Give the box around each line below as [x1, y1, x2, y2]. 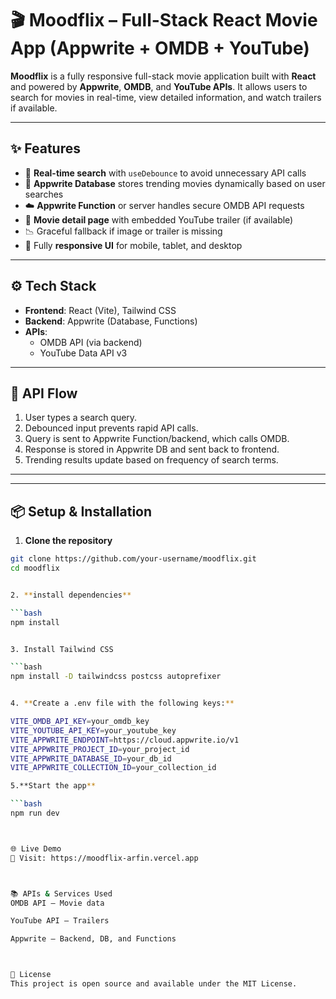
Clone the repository [24, 535, 113, 547]
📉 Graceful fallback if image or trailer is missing [24, 225, 223, 237]
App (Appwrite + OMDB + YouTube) [10, 37, 310, 60]
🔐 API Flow [10, 385, 78, 402]
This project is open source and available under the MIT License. [10, 979, 298, 989]
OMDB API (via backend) [39, 336, 143, 348]
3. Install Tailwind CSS [10, 644, 114, 654]
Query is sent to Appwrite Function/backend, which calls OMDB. [24, 433, 290, 445]
